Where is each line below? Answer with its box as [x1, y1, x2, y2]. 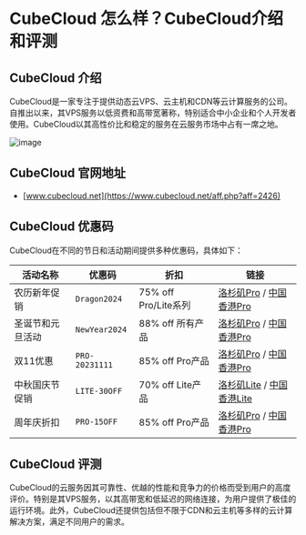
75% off [138, 286, 175, 298]
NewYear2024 [75, 324, 127, 335]
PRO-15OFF [75, 416, 118, 427]
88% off [138, 317, 175, 329]
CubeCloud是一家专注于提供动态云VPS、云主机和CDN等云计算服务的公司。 [9, 96, 293, 106]
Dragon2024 [75, 293, 123, 304]
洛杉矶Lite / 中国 [218, 379, 289, 391]
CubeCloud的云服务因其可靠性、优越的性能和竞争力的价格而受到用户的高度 [9, 482, 291, 493]
